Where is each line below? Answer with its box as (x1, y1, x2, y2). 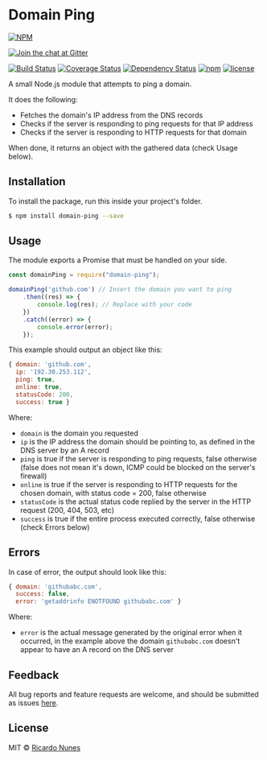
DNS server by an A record (19, 445, 110, 455)
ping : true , (15, 376, 56, 384)
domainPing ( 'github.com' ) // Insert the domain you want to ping (8, 286, 232, 294)
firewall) (19, 471, 47, 481)
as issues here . (8, 698, 59, 708)
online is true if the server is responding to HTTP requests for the (19, 479, 238, 489)
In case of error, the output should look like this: (8, 567, 166, 576)
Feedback (8, 668, 60, 682)
